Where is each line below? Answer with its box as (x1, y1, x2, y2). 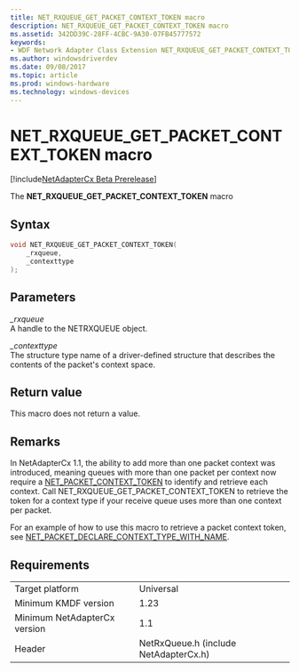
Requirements (10, 557, 90, 572)
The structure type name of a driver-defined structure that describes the (10, 349, 276, 360)
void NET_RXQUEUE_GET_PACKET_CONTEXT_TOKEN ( (10, 241, 177, 250)
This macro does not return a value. (10, 408, 141, 419)
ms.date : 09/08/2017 (10, 63, 87, 72)
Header (14, 643, 46, 654)
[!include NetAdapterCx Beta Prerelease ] (10, 174, 158, 185)
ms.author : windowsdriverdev (10, 54, 118, 63)
